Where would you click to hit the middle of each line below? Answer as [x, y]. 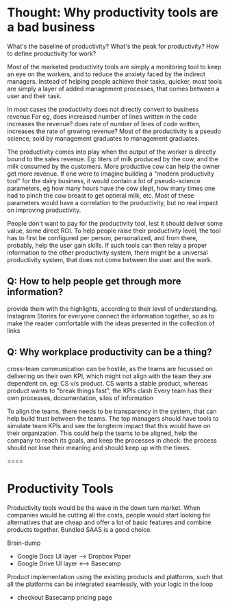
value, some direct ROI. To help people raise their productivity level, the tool [114, 231]
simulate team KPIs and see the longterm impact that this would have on [109, 425]
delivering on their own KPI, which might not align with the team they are [109, 376]
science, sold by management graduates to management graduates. [103, 138]
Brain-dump [24, 543]
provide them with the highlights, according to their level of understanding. [112, 308]
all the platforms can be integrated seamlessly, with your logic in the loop [110, 584]
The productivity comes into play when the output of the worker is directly [112, 152]
